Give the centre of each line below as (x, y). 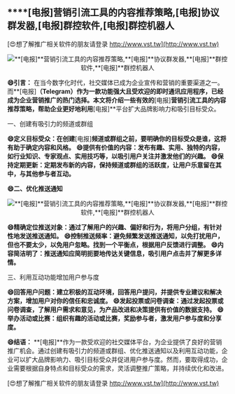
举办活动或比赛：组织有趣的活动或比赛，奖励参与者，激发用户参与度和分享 (114, 318)
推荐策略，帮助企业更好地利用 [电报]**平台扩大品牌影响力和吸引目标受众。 (114, 109)
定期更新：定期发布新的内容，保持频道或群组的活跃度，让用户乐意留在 (114, 165)
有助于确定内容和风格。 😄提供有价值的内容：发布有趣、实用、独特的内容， (115, 147)
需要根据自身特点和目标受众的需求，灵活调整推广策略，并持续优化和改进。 (120, 368)
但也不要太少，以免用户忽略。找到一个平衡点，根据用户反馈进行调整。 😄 (113, 245)
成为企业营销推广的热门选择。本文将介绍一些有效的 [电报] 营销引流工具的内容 (117, 100)
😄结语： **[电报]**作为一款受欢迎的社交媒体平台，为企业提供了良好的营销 (115, 341)
